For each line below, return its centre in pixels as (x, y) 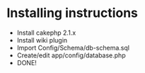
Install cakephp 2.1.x (46, 33)
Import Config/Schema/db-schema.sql (73, 47)
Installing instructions (72, 13)
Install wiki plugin (42, 40)
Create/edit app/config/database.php (71, 55)
